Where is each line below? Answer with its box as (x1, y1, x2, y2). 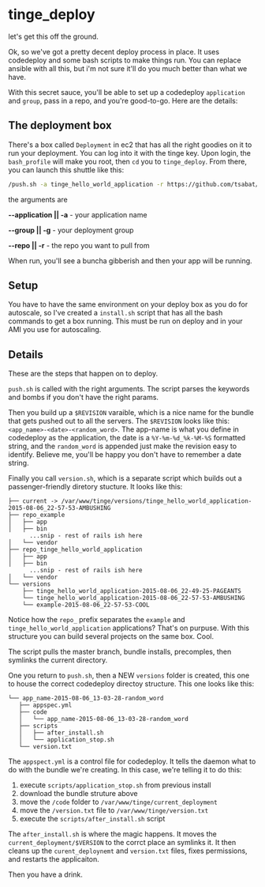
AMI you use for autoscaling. (8, 325, 102, 334)
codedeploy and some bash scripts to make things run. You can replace (8, 55, 242, 65)
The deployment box (8, 119, 112, 132)
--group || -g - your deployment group (8, 225, 134, 235)
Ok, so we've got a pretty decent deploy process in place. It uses (8, 47, 219, 56)
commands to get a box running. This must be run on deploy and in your (8, 316, 243, 326)
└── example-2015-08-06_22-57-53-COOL (22, 601, 150, 610)
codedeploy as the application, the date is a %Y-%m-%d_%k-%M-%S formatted (8, 433, 246, 443)
